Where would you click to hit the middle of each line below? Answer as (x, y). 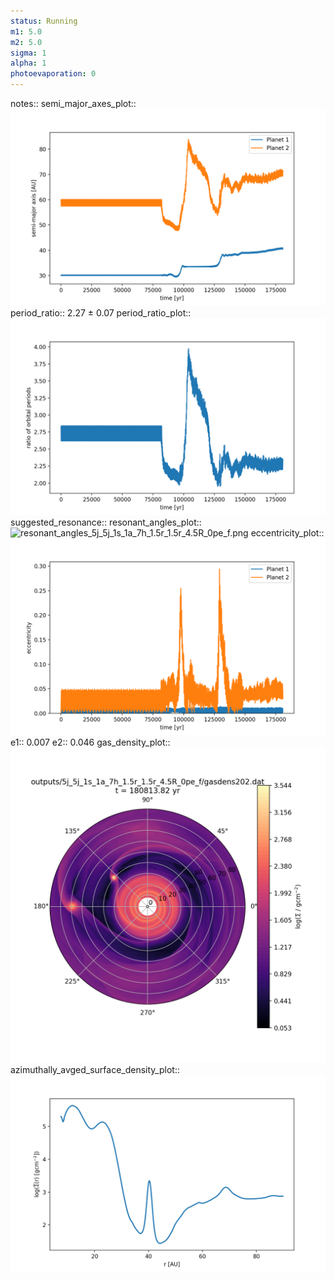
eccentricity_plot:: (287, 533)
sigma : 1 (28, 53)
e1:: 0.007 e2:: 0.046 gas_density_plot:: (90, 742)
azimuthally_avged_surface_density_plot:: (95, 1069)
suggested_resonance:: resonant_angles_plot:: (106, 522)
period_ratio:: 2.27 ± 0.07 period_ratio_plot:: (101, 313)
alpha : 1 (28, 63)
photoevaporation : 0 (53, 74)
